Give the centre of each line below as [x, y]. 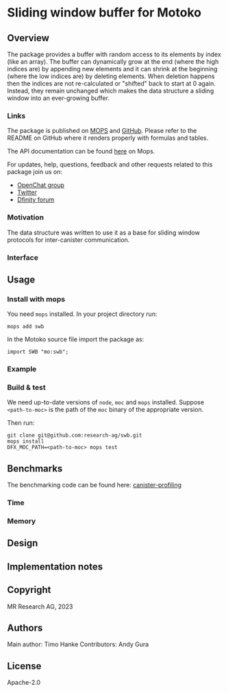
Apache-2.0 [24, 683]
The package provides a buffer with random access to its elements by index [114, 54]
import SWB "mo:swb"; [38, 352]
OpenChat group [41, 185]
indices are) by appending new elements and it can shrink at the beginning [112, 69]
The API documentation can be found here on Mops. [81, 151]
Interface [23, 257]
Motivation [26, 217]
